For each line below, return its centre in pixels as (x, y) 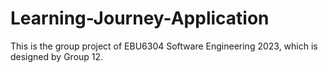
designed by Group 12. (57, 56)
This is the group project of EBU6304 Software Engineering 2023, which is (164, 46)
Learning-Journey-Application (140, 18)
